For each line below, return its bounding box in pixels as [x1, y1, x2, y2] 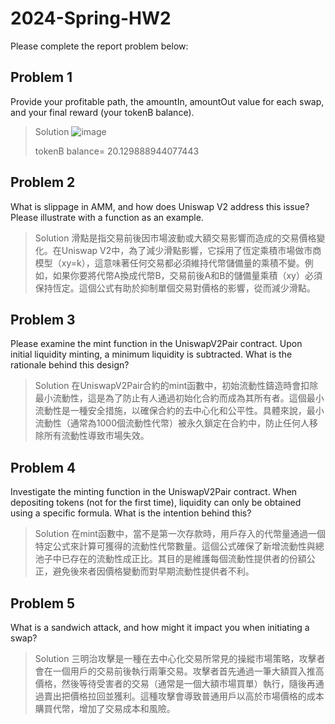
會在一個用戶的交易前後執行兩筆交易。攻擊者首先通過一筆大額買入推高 [34, 665, 325, 677]
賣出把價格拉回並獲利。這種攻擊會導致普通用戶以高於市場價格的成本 [43, 690, 325, 702]
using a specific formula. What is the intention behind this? [10, 507, 252, 519]
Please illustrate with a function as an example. [10, 211, 204, 223]
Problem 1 [10, 69, 73, 86]
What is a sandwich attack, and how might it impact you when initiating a [10, 622, 310, 633]
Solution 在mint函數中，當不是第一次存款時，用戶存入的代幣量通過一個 [34, 528, 326, 540]
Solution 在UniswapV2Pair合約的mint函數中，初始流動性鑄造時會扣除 [34, 380, 319, 392]
